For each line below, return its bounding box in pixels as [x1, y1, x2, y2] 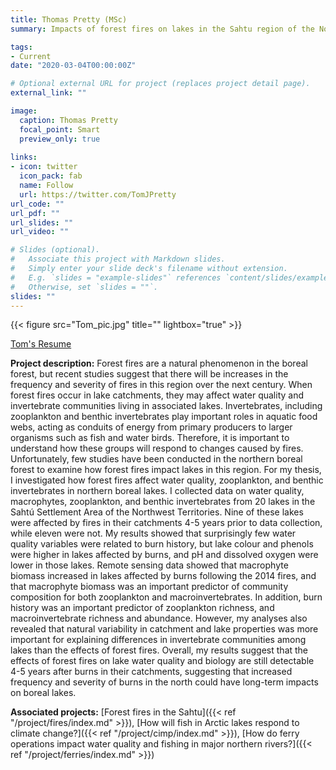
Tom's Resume [10, 338, 72, 350]
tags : [10, 42, 33, 52]
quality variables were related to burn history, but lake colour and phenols [10, 538, 314, 550]
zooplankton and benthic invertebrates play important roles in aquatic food [10, 411, 318, 423]
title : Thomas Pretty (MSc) [10, 14, 128, 25]
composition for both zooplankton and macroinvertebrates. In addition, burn [10, 591, 323, 603]
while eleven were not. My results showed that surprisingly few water [10, 527, 297, 540]
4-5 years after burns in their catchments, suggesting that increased [10, 666, 293, 678]
